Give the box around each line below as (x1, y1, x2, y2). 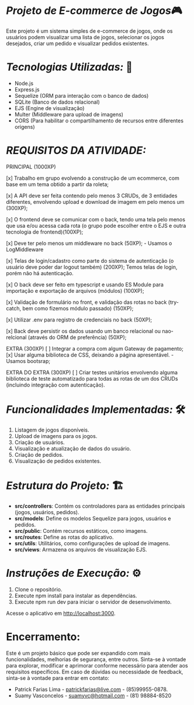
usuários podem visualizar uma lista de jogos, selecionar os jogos (6, 33, 165, 40)
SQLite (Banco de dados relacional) (14, 98, 101, 105)
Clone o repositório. (14, 586, 63, 593)
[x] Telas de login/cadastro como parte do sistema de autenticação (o (6, 257, 174, 264)
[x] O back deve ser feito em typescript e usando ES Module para (6, 281, 164, 288)
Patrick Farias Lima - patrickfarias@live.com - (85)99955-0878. (14, 686, 168, 693)
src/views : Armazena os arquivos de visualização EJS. (14, 546, 147, 553)
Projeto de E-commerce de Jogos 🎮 (6, 4, 183, 18)
